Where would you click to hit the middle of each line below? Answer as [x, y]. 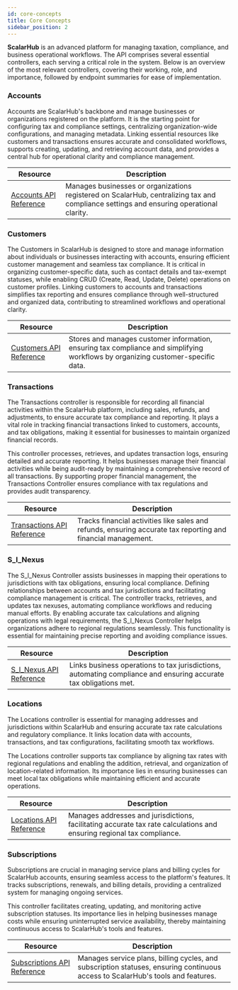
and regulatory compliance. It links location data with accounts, [100, 734]
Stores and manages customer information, [140, 339]
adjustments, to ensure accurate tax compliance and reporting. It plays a [113, 417]
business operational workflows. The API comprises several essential [108, 55]
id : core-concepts [34, 14]
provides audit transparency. [49, 491]
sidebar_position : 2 [38, 27]
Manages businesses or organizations [129, 186]
